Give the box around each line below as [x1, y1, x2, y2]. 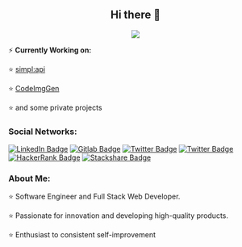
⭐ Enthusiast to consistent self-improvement [8, 230, 156, 240]
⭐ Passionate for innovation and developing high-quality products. [8, 211, 228, 220]
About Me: [8, 173, 51, 184]
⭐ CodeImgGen [8, 83, 60, 93]
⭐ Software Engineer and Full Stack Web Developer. [8, 191, 181, 202]
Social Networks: [8, 126, 77, 137]
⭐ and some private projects [8, 103, 102, 112]
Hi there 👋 [110, 8, 161, 22]
